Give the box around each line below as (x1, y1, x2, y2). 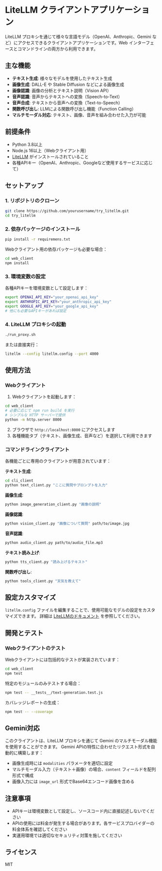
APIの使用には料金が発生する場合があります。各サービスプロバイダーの (12, 820, 155, 826)
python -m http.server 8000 (5, 417, 62, 422)
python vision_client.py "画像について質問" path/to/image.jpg (5, 521, 130, 526)
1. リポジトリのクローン (5, 197, 60, 204)
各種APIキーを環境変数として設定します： (5, 285, 88, 291)
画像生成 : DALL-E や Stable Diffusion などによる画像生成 (12, 81, 125, 87)
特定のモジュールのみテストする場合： (5, 680, 81, 686)
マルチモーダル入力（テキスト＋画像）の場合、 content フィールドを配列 (12, 766, 156, 773)
